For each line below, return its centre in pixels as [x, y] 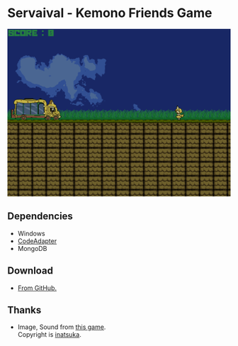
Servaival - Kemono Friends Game [110, 13]
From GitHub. [37, 288]
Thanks [24, 310]
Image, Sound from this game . [62, 327]
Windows [31, 233]
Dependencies [40, 217]
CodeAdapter [37, 241]
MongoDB [32, 248]
